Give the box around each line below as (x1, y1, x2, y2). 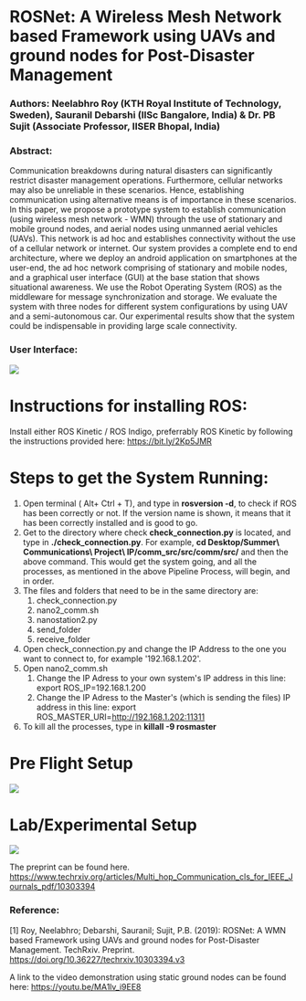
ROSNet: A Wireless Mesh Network (9, 6, 282, 27)
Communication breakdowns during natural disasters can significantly (9, 165, 273, 176)
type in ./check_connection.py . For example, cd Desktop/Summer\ (22, 536, 280, 547)
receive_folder (36, 633, 91, 645)
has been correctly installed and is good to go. (22, 517, 198, 528)
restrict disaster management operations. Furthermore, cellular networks (9, 175, 283, 186)
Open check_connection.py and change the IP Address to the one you (22, 643, 287, 654)
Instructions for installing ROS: (9, 395, 248, 416)
